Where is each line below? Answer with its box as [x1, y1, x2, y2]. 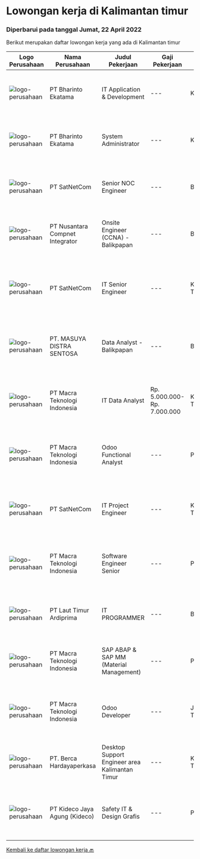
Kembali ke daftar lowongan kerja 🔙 [6, 846, 94, 854]
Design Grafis [101, 813, 140, 821]
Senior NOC [101, 179, 135, 188]
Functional [101, 451, 131, 459]
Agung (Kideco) [49, 813, 95, 821]
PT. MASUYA [49, 335, 86, 343]
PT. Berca [49, 754, 77, 763]
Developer [101, 711, 131, 720]
